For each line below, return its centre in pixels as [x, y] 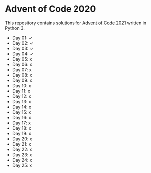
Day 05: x [22, 59]
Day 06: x [22, 64]
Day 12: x [22, 96]
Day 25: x [22, 165]
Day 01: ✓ [23, 38]
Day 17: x [22, 123]
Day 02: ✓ [23, 43]
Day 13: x [22, 101]
